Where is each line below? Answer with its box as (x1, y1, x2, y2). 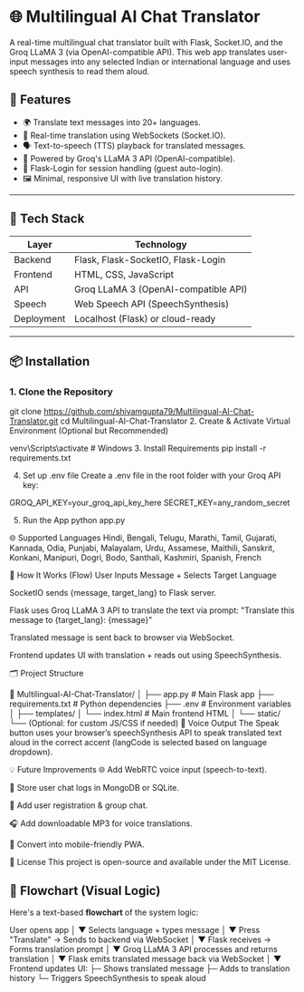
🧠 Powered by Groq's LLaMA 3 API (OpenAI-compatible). (22, 152, 235, 164)
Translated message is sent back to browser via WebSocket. (9, 632, 235, 643)
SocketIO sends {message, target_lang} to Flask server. (9, 588, 217, 598)
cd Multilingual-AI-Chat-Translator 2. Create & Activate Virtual (60, 415, 291, 427)
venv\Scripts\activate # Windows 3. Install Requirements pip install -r (9, 443, 267, 454)
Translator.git (9, 415, 59, 427)
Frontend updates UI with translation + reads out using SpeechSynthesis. (9, 650, 282, 661)
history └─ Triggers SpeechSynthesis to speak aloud (9, 973, 206, 984)
